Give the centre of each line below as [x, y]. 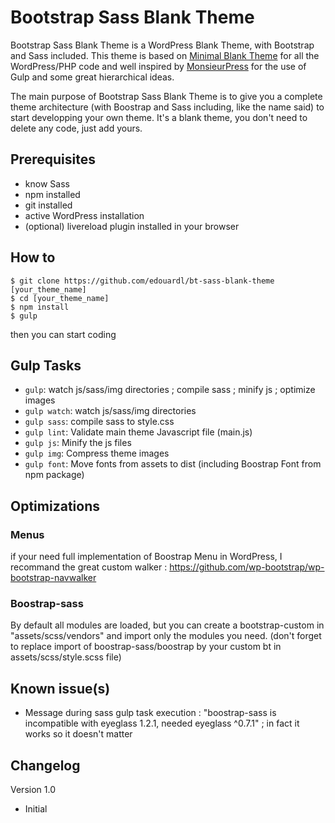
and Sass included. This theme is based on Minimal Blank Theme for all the [165, 55]
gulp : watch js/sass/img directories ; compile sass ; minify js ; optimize [170, 390]
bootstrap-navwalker [53, 578]
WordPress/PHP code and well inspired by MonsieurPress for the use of [158, 66]
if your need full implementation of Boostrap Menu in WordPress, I [146, 557]
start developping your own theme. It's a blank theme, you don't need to [159, 117]
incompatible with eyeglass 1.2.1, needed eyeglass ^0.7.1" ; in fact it [162, 723]
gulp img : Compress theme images [97, 453]
